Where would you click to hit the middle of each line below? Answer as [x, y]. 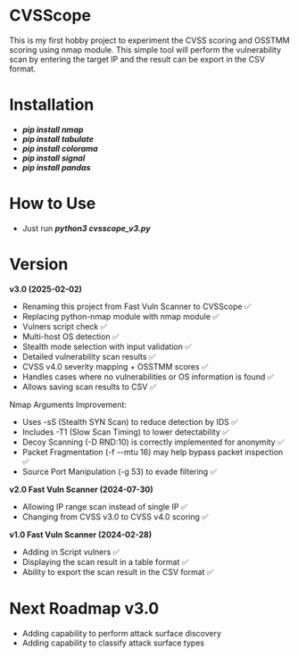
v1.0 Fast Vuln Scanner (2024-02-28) [81, 534]
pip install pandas [56, 167]
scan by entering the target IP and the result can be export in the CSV [137, 59]
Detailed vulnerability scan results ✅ [89, 356]
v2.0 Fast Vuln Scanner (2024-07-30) [81, 489]
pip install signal [54, 158]
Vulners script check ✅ [65, 326]
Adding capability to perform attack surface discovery [121, 633]
